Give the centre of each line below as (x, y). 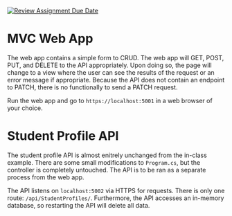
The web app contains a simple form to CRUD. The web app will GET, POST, (116, 57)
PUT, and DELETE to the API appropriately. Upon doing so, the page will (110, 65)
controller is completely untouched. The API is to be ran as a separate (107, 170)
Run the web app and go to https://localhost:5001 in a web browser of (110, 100)
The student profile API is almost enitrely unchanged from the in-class (107, 155)
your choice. (25, 108)
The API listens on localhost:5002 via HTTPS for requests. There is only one (116, 190)
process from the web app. (46, 177)
